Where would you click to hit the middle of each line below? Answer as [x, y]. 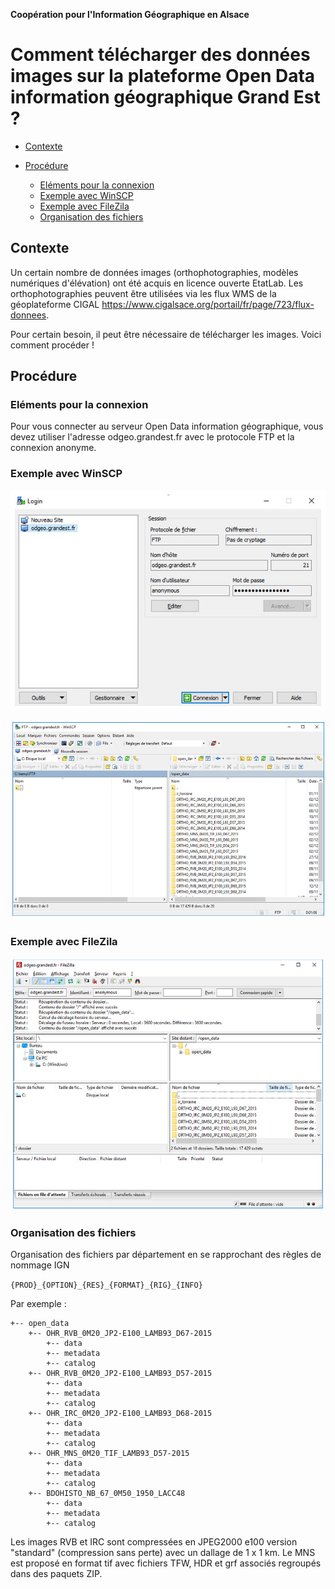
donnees [28, 315]
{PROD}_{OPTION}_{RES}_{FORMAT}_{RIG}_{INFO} [106, 1285]
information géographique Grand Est [165, 97]
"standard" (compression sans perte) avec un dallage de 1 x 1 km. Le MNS [163, 1553]
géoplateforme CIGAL [55, 304]
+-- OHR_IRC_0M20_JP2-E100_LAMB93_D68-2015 [120, 1414]
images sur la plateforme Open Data [163, 76]
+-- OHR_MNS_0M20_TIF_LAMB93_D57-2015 [109, 1454]
